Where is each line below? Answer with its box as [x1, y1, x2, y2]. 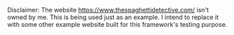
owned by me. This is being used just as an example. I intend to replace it [7, 13, 219, 21]
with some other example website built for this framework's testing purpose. [7, 21, 228, 28]
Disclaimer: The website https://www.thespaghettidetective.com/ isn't [7, 6, 209, 14]
